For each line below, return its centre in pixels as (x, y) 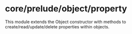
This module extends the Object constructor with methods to (66, 22)
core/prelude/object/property (66, 9)
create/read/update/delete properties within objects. (57, 26)
